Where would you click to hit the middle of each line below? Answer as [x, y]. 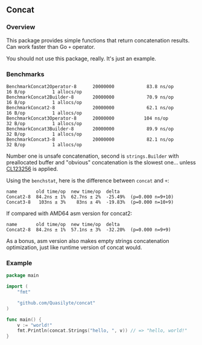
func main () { [24, 320]
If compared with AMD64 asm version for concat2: [69, 213]
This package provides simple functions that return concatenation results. [98, 40]
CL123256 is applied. [32, 169]
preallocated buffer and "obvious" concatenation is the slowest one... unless [101, 162]
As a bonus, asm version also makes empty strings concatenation [88, 240]
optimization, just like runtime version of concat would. [74, 247]
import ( [17, 286]
